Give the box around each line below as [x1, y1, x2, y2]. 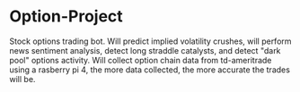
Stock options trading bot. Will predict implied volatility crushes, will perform [9, 36, 292, 46]
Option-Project [9, 6, 123, 27]
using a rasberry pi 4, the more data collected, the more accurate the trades [9, 64, 290, 75]
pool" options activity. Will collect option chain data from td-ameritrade [9, 54, 272, 65]
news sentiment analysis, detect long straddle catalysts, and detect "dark [9, 45, 281, 55]
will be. [9, 73, 36, 84]
